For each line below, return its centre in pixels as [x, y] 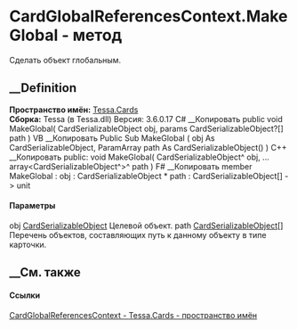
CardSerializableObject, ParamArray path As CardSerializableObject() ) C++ [148, 147]
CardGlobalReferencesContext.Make [148, 16]
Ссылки [25, 295]
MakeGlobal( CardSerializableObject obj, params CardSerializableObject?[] [147, 128]
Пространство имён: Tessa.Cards [74, 110]
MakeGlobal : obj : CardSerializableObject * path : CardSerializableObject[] [146, 176]
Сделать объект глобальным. [65, 60]
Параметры [32, 206]
